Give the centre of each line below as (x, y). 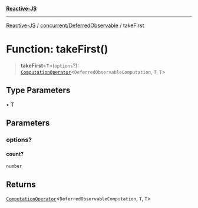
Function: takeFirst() (57, 49)
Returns (21, 184)
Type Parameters (38, 90)
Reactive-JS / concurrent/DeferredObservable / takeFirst (75, 25)
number (14, 166)
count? (15, 154)
